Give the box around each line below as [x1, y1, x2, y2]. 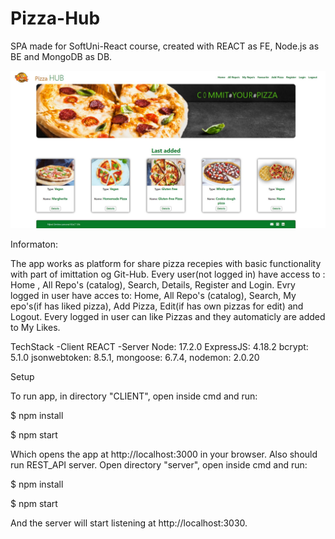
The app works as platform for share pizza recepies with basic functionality [10, 257, 322, 269]
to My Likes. [10, 321, 61, 333]
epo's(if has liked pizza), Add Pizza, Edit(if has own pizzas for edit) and [10, 300, 304, 312]
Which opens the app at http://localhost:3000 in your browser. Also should [10, 448, 318, 460]
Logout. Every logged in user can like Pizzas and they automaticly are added [10, 310, 326, 322]
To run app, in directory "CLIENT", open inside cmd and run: [10, 390, 258, 402]
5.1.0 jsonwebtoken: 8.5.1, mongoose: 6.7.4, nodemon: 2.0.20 [10, 351, 260, 363]
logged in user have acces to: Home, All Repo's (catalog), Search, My [10, 289, 297, 301]
